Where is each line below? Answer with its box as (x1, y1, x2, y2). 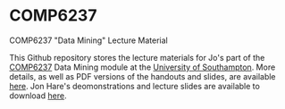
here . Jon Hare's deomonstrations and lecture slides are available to (9, 80, 261, 91)
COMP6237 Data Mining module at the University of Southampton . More (9, 62, 276, 72)
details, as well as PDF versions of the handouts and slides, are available (9, 71, 276, 81)
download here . (9, 90, 67, 101)
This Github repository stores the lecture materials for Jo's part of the (9, 52, 265, 63)
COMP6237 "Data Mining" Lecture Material (9, 35, 168, 46)
